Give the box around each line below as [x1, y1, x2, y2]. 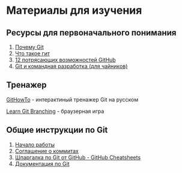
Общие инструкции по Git [6, 125, 108, 135]
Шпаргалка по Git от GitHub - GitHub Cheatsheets [14, 154, 141, 161]
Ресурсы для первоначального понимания [6, 28, 177, 38]
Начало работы [14, 141, 55, 148]
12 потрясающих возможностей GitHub [14, 56, 116, 63]
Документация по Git [14, 160, 70, 167]
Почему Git [14, 43, 44, 50]
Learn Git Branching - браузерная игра [6, 108, 105, 115]
